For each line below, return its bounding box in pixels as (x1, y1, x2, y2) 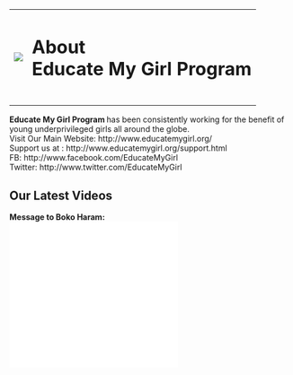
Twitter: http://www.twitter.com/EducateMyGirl (9, 161, 182, 173)
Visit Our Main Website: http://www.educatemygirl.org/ (9, 134, 213, 144)
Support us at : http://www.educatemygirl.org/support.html (9, 143, 227, 153)
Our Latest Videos (9, 187, 113, 203)
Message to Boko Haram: (9, 212, 105, 222)
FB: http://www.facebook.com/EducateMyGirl (9, 153, 178, 163)
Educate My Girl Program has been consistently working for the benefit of (9, 114, 285, 125)
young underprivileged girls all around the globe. (9, 124, 191, 135)
